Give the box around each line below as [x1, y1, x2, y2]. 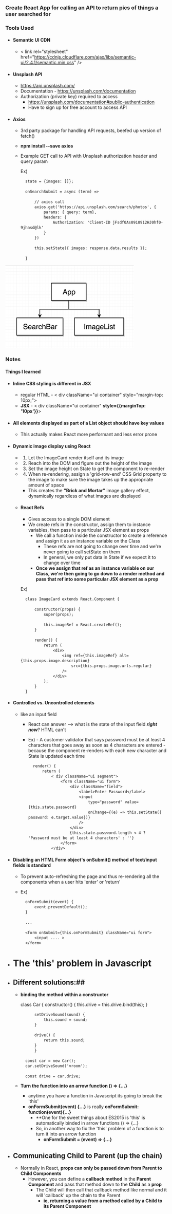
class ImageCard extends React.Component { [25, 596, 120, 602]
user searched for [5, 10, 51, 17]
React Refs [20, 505, 45, 511]
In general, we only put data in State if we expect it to [43, 554, 157, 560]
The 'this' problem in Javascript [12, 958, 152, 969]
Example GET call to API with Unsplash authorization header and [20, 153, 158, 159]
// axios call [34, 199, 65, 204]
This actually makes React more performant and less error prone [20, 431, 158, 438]
